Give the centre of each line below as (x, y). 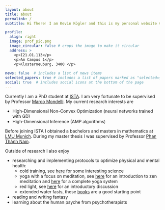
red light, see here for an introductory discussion (69, 186)
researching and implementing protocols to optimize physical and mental (86, 160)
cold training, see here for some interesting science (72, 171)
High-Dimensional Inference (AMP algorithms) (59, 121)
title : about (18, 14)
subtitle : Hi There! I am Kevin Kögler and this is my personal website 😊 (84, 23)
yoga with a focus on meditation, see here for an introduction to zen (88, 176)
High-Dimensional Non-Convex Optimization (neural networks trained (82, 111)
